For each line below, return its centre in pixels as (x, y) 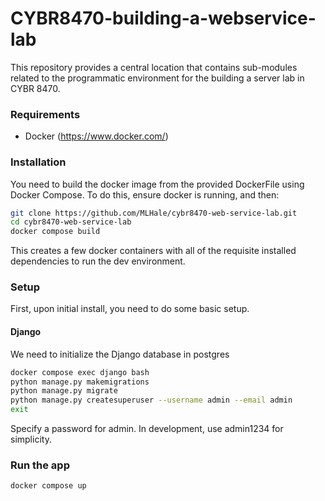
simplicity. (31, 439)
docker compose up (48, 486)
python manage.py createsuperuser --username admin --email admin (151, 400)
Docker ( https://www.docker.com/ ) (96, 136)
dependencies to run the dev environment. (98, 261)
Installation (38, 162)
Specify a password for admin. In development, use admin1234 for (147, 429)
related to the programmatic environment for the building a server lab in (157, 78)
